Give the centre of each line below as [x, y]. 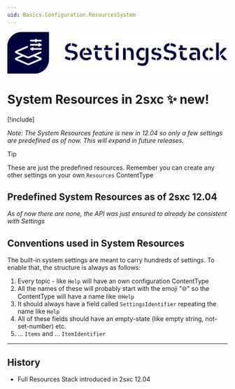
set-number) [36, 327]
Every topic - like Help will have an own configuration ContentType [113, 281]
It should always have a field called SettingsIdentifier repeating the [117, 304]
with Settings [26, 221]
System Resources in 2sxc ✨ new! [108, 99]
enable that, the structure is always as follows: [74, 268]
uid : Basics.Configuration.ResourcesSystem [72, 15]
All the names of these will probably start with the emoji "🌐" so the [113, 289]
